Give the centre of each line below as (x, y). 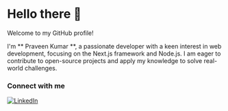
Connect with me (36, 86)
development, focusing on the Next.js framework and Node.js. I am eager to (114, 53)
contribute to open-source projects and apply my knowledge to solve (105, 60)
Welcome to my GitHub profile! (50, 33)
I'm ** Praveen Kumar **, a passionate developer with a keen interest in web (114, 46)
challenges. (41, 68)
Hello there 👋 (45, 14)
